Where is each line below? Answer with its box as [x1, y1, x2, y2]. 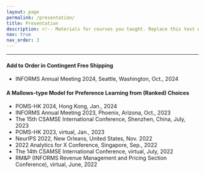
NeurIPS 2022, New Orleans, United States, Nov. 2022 [15, 135, 153, 142]
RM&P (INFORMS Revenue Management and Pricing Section [15, 155, 167, 162]
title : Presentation [6, 20, 59, 26]
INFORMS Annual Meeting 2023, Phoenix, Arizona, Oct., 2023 [15, 109, 171, 116]
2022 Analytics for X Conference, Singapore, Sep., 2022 [15, 141, 157, 149]
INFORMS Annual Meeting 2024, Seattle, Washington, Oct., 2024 [15, 75, 179, 83]
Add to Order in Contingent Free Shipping [6, 61, 113, 69]
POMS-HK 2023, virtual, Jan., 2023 [15, 128, 105, 136]
